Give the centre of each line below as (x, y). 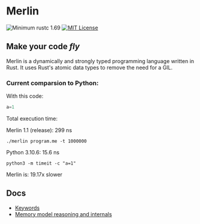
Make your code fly (43, 47)
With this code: (25, 96)
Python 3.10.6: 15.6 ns (33, 152)
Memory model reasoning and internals (63, 214)
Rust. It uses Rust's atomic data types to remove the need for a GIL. (90, 67)
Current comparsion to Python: (52, 83)
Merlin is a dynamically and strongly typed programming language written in (100, 61)
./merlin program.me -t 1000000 (46, 141)
